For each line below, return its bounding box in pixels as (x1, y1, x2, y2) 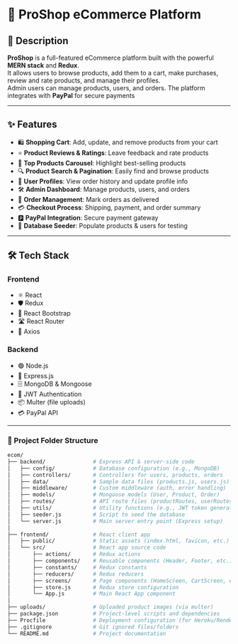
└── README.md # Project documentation (7, 630, 166, 637)
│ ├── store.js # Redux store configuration (7, 584, 179, 591)
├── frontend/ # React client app (7, 531, 151, 538)
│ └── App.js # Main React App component (7, 590, 176, 598)
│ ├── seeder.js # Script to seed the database (7, 511, 186, 518)
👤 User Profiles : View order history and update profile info (17, 177, 188, 186)
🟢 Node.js (17, 361, 49, 370)
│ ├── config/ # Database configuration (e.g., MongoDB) (7, 465, 220, 472)
